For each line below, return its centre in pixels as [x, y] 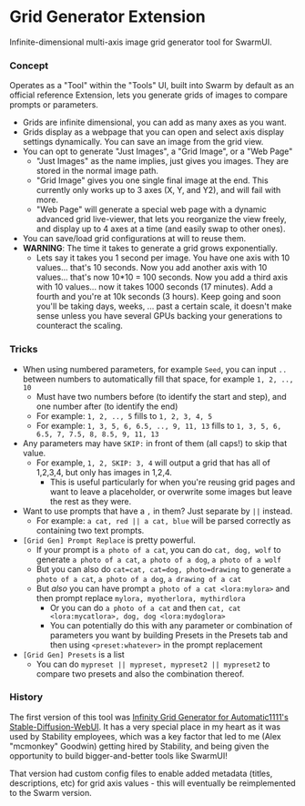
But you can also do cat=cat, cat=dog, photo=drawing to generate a [163, 569]
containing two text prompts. [90, 530]
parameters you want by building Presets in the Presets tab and [169, 635]
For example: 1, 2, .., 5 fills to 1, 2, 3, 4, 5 [124, 415]
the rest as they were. [91, 501]
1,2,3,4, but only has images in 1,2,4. [104, 472]
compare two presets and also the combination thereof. [140, 673]
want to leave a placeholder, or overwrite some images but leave [171, 491]
